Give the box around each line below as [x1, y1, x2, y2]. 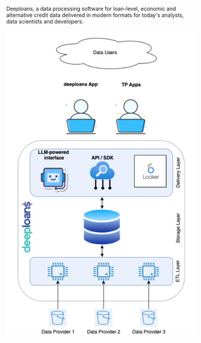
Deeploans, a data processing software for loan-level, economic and [6, 5, 176, 12]
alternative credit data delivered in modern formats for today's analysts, [6, 11, 184, 19]
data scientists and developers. [6, 18, 84, 25]
